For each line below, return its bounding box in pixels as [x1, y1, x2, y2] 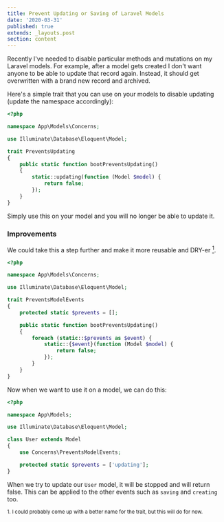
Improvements [7, 229, 57, 239]
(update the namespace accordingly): [7, 97, 114, 106]
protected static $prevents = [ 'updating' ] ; [19, 461, 149, 468]
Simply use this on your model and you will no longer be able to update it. [7, 212, 215, 220]
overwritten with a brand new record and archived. [7, 77, 151, 85]
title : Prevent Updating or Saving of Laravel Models [7, 10, 165, 17]
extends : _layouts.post [7, 29, 76, 37]
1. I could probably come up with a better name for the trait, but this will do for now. [7, 508, 203, 515]
